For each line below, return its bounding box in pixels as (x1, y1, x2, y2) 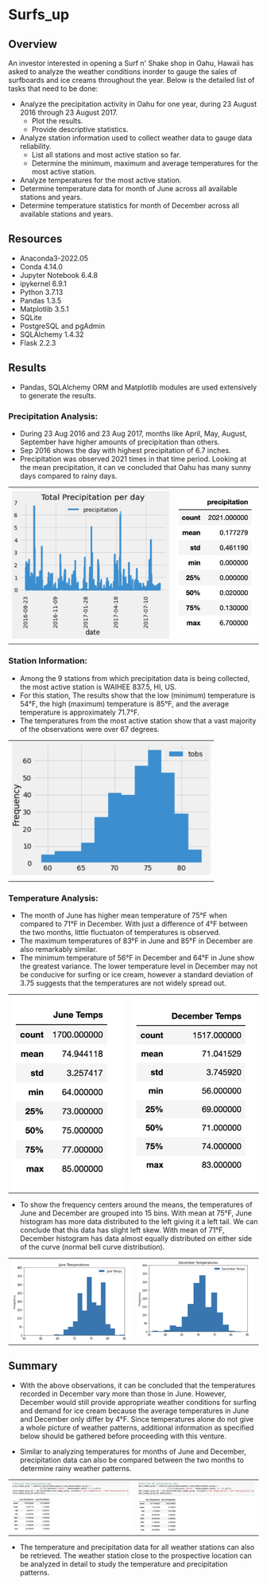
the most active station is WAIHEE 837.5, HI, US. (19, 682, 177, 691)
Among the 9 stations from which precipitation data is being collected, (19, 673, 250, 683)
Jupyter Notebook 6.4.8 (19, 270, 98, 280)
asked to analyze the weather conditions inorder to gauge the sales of (8, 67, 238, 76)
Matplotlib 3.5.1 (19, 304, 69, 314)
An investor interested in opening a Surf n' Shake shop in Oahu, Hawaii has (8, 58, 254, 68)
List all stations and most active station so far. (31, 150, 181, 159)
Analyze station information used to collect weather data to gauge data (19, 133, 253, 143)
